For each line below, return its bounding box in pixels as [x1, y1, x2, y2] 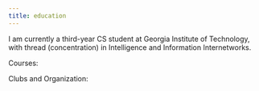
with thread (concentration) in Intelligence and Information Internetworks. [8, 42, 252, 52]
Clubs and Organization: [8, 73, 88, 83]
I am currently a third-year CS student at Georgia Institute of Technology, [8, 34, 251, 43]
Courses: [8, 58, 39, 68]
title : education [8, 11, 67, 20]
